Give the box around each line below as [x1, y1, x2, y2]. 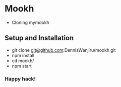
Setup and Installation [4, 34, 74, 42]
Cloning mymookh [11, 19, 50, 25]
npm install [11, 52, 35, 58]
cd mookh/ [11, 58, 34, 64]
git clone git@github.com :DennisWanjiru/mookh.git [11, 47, 116, 53]
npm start [11, 63, 32, 69]
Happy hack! [4, 75, 36, 82]
